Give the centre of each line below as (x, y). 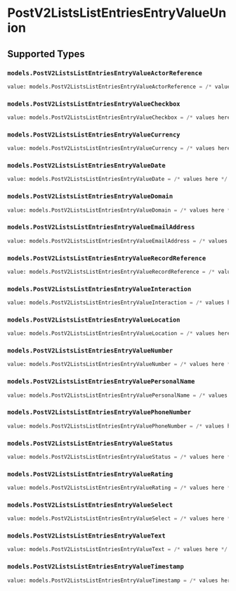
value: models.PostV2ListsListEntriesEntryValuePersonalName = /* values (118, 395)
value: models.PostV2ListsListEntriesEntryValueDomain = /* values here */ (120, 210)
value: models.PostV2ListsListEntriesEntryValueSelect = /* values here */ (120, 519)
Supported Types (46, 54)
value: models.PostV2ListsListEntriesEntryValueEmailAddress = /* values (118, 241)
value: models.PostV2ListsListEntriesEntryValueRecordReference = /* (111, 272)
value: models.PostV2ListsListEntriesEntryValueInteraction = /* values (116, 303)
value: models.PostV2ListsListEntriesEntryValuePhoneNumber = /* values (116, 426)
